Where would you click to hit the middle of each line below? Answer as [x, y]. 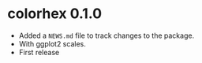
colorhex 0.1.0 [55, 14]
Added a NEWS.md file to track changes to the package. [107, 35]
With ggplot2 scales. [52, 43]
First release [39, 52]
